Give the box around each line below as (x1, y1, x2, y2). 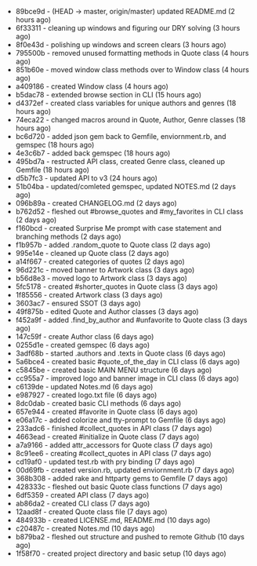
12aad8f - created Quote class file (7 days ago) (15, 507, 168, 517)
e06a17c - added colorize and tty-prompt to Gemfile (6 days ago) (15, 415, 226, 425)
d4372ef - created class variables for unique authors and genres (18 (15, 98, 237, 108)
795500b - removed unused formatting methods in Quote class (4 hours (15, 49, 249, 57)
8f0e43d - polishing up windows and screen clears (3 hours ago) (15, 40, 226, 49)
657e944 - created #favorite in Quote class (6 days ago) (15, 407, 198, 416)
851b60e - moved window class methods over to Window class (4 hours (15, 65, 249, 74)
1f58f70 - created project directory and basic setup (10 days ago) (15, 549, 226, 558)
